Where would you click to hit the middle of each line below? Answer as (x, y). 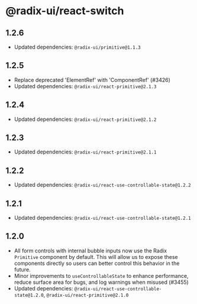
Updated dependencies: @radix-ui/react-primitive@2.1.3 (85, 86)
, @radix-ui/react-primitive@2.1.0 (86, 295)
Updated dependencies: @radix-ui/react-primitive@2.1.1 (85, 152)
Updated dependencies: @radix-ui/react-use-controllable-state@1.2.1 (102, 218)
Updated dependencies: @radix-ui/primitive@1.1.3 (77, 47)
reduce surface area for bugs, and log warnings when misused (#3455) (101, 282)
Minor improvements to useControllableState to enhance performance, (101, 276)
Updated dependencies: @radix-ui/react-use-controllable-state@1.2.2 (102, 185)
